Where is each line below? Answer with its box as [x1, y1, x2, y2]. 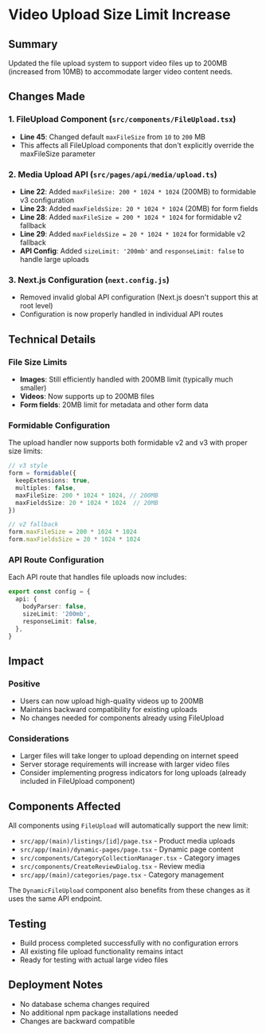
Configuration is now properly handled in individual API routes [19, 309, 224, 319]
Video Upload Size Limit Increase [8, 6, 231, 24]
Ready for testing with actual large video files [19, 955, 169, 965]
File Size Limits [8, 356, 68, 367]
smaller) [19, 382, 47, 392]
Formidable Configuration [8, 420, 110, 431]
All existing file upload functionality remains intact [19, 946, 184, 957]
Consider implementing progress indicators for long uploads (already [19, 768, 247, 777]
